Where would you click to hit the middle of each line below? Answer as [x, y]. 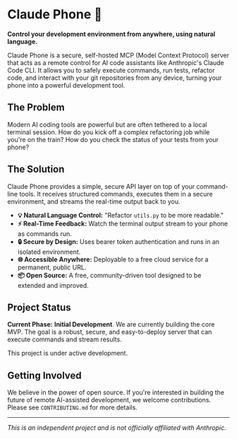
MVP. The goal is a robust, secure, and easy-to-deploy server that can [110, 332]
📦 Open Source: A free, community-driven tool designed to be [109, 275]
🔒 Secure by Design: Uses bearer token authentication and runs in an [119, 241]
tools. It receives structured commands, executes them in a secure [116, 194]
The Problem [36, 108]
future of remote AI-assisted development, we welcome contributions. [109, 400]
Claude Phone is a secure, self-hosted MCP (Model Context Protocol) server [118, 55]
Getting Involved [44, 375]
